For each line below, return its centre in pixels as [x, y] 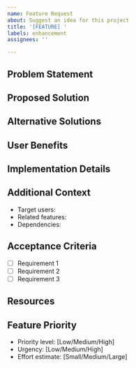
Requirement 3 [39, 279]
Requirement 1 [38, 263]
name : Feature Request [40, 14]
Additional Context [49, 193]
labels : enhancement [37, 33]
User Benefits [38, 145]
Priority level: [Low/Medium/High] [66, 342]
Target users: [36, 209]
